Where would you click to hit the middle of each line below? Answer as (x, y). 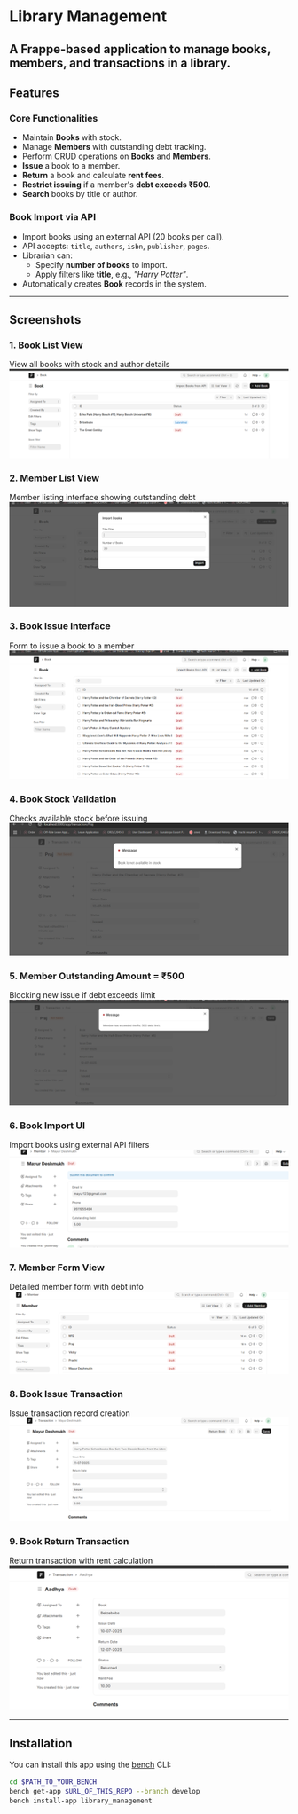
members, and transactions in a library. (120, 63)
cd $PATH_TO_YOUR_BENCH (53, 1782)
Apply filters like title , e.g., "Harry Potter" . (112, 274)
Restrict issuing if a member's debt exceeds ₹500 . (116, 185)
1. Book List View (46, 345)
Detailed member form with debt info (77, 1286)
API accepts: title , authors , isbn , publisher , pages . (116, 246)
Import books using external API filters (79, 1145)
